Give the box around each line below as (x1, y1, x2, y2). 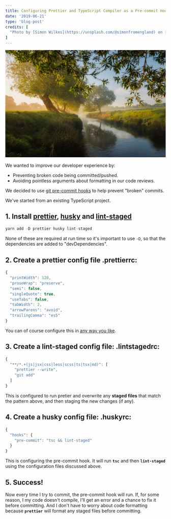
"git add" (14, 373, 36, 378)
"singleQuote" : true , (10, 291, 56, 296)
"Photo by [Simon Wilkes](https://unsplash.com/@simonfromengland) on (10, 30, 163, 35)
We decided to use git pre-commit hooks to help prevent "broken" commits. (5, 187, 164, 193)
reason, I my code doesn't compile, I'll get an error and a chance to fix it (5, 497, 156, 503)
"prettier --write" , (14, 367, 58, 373)
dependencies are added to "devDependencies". (5, 241, 108, 247)
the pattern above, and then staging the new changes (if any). (5, 398, 135, 404)
